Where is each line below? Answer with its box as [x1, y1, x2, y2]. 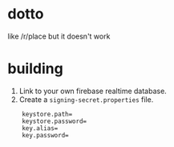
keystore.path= [22, 110, 73, 118]
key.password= [22, 131, 69, 139]
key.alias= [22, 124, 59, 133]
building [7, 59, 63, 78]
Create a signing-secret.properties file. [18, 94, 154, 104]
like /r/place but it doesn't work [7, 31, 111, 41]
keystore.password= [22, 117, 87, 125]
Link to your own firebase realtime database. [18, 86, 168, 96]
